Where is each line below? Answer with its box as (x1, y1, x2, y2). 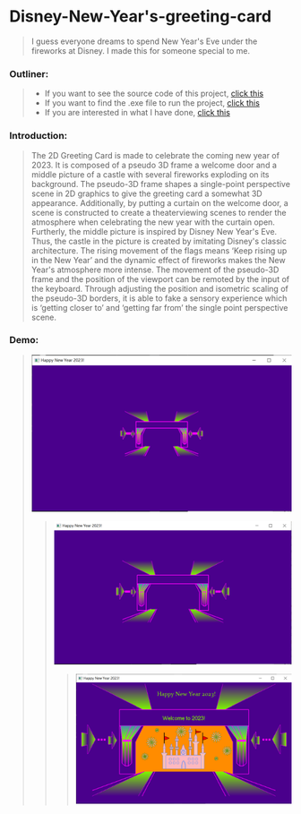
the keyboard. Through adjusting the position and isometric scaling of (30, 283, 288, 294)
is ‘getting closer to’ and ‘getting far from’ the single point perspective (30, 302, 288, 313)
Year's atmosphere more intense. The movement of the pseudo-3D (30, 264, 279, 275)
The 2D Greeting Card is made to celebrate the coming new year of (30, 150, 280, 160)
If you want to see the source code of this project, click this (44, 88, 264, 99)
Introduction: (9, 130, 68, 142)
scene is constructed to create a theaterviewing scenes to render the (30, 207, 287, 218)
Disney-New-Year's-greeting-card (9, 6, 271, 27)
